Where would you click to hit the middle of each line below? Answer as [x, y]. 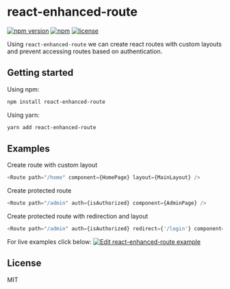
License [24, 263]
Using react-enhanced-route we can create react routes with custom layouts [115, 44]
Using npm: [23, 89]
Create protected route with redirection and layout [78, 217]
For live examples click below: [50, 242]
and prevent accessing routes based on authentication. [85, 51]
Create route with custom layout [52, 165]
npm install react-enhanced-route [56, 102]
